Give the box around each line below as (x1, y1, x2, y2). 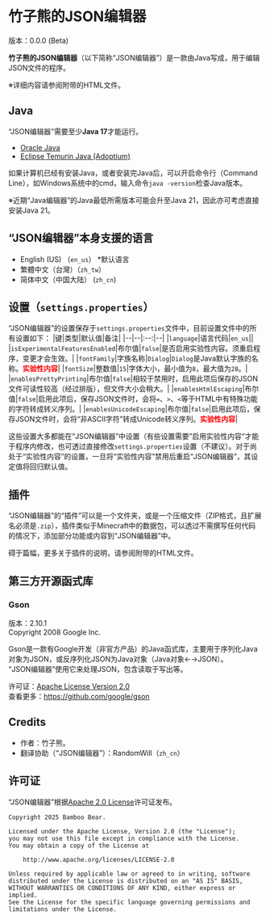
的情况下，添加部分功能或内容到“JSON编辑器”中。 (8, 531, 176, 541)
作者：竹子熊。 (19, 737, 70, 748)
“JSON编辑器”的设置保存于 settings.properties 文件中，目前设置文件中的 (8, 323, 250, 333)
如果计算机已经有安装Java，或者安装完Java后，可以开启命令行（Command (8, 167, 258, 178)
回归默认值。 (29, 462, 73, 471)
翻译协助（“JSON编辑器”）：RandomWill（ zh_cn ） (19, 748, 185, 758)
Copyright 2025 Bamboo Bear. (8, 813, 106, 821)
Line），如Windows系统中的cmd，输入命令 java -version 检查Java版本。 (8, 178, 247, 188)
